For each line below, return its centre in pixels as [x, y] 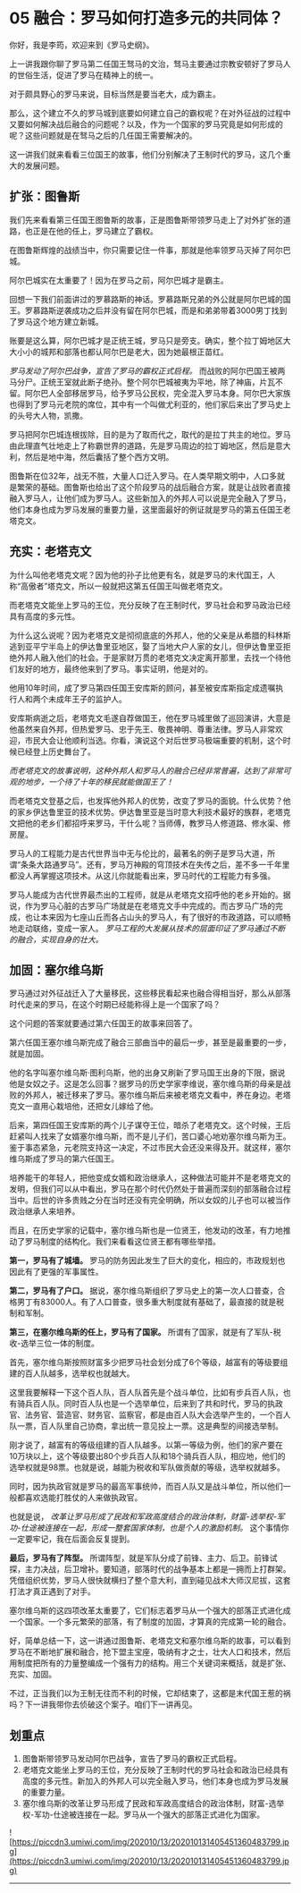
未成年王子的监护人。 [87, 699]
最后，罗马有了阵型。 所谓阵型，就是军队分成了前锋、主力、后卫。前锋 [139, 1558]
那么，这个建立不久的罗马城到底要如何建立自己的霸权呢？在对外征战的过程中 [150, 113]
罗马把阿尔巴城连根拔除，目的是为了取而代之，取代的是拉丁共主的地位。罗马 [150, 434]
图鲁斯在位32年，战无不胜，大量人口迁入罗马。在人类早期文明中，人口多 [143, 476]
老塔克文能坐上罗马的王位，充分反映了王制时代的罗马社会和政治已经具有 [155, 1770]
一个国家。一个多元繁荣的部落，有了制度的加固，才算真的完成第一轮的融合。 [150, 1622]
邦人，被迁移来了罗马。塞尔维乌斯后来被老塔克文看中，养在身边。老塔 [162, 1095]
